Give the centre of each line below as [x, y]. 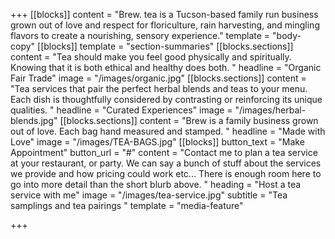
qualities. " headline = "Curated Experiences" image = [121, 110]
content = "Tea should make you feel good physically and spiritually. [151, 57]
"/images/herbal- [270, 110]
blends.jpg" [34, 120]
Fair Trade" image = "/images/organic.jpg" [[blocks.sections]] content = [158, 78]
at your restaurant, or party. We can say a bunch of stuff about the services [166, 163]
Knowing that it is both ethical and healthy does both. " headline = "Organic [166, 67]
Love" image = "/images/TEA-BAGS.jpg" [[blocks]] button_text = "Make [157, 142]
